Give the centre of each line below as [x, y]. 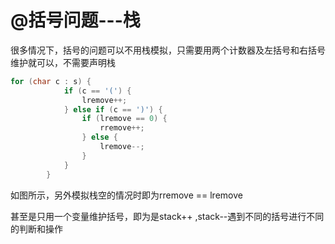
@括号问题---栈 [75, 20]
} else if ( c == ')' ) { [113, 109]
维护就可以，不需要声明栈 [63, 62]
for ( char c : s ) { [51, 81]
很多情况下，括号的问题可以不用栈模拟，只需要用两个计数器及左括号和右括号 [168, 50]
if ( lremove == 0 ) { [124, 119]
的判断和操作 [36, 228]
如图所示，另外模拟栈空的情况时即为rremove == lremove [126, 195]
